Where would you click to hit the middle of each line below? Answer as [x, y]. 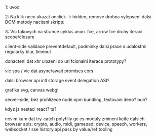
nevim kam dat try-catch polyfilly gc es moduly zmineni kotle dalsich [75, 119]
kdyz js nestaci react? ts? [31, 109]
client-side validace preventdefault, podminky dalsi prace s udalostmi [76, 46]
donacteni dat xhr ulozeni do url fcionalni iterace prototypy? [66, 61]
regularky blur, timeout [28, 52]
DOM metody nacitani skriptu [35, 22]
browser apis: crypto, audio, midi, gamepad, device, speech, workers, [76, 124]
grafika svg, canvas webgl [32, 90]
